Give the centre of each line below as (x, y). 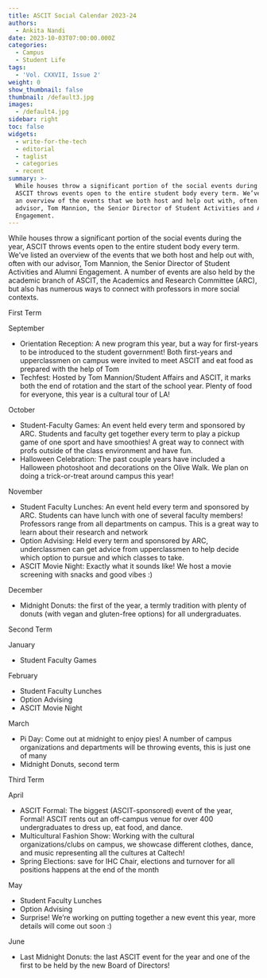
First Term (25, 313)
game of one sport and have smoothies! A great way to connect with (132, 442)
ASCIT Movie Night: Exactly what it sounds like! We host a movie (126, 566)
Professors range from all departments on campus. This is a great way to (139, 524)
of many (33, 756)
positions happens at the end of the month (89, 870)
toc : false (26, 127)
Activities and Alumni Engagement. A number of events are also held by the (132, 272)
